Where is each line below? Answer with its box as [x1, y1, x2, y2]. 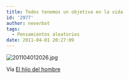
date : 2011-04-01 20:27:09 [6, 37, 74, 43]
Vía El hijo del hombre [6, 66, 61, 73]
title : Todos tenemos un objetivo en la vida [6, 9, 123, 15]
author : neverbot [6, 20, 50, 26]
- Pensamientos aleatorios [12, 32, 80, 38]
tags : [6, 26, 20, 32]
